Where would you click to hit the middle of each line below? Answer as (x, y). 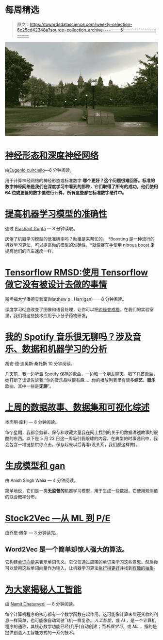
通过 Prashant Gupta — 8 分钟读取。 (41, 228)
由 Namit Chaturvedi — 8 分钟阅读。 (41, 604)
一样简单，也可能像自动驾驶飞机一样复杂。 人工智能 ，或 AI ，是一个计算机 (82, 621)
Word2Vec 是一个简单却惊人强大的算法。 (67, 549)
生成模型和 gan (35, 466)
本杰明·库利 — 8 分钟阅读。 (32, 422)
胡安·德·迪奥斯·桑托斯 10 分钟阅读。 (40, 364)
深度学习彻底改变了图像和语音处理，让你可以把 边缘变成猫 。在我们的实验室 (79, 309)
